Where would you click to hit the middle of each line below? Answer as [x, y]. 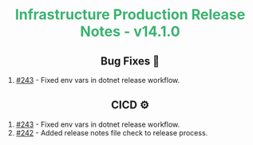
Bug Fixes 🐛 [130, 61]
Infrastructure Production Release [130, 15]
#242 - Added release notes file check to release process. [112, 132]
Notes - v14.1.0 [130, 31]
